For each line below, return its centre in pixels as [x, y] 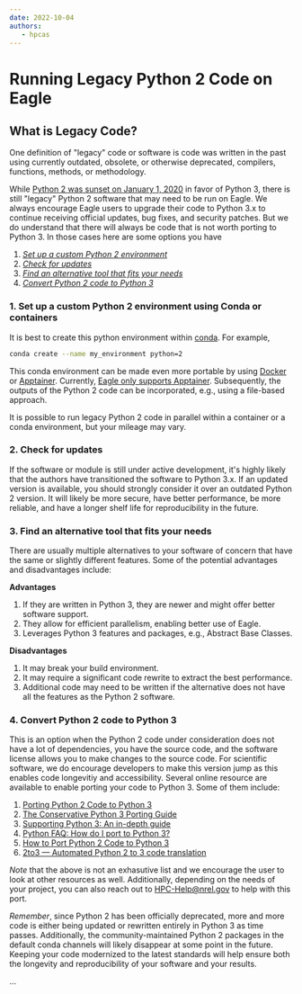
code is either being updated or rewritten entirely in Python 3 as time [137, 926]
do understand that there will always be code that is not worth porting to [143, 228]
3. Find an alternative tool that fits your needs [111, 531]
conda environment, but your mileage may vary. [98, 426]
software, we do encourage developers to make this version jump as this [144, 768]
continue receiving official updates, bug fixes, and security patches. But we [149, 218]
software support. [55, 614]
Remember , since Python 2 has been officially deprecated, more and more [147, 916]
